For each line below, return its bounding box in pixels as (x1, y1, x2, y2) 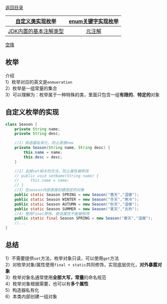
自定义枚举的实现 (5, 108, 59, 117)
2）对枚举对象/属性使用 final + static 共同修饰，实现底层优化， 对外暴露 (5, 261, 158, 267)
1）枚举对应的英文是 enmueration (5, 78, 73, 85)
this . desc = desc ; (23, 154, 63, 159)
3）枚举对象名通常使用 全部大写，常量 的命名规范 (5, 274, 106, 280)
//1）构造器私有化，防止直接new (14, 141, 74, 146)
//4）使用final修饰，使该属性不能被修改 (14, 211, 90, 216)
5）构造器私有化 (5, 287, 40, 293)
